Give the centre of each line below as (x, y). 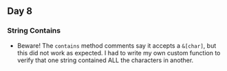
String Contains (34, 31)
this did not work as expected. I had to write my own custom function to (119, 53)
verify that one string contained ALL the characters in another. (105, 60)
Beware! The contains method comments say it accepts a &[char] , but (117, 45)
